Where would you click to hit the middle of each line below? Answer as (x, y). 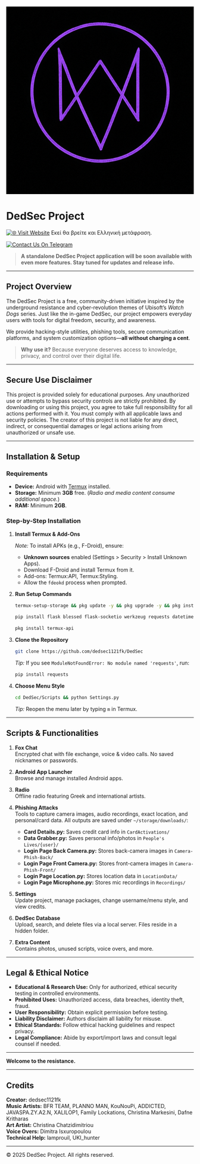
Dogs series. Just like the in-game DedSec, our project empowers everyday (99, 314)
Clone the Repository (41, 640)
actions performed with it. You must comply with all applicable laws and (94, 413)
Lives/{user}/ (41, 845)
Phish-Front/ (40, 870)
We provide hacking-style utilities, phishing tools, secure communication (95, 332)
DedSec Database (37, 918)
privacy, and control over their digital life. (71, 355)
